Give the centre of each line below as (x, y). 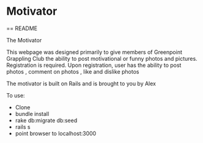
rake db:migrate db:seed (46, 120)
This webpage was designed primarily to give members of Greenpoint (94, 52)
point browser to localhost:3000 (56, 133)
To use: (16, 95)
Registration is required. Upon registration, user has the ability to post (94, 65)
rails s (23, 126)
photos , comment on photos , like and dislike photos (73, 71)
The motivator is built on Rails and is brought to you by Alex (81, 83)
